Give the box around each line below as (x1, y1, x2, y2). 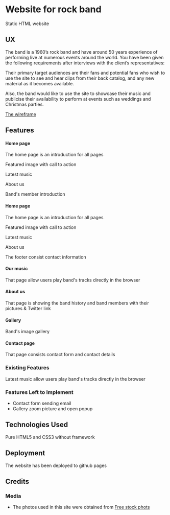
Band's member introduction (5, 191, 65, 197)
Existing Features (5, 364, 50, 371)
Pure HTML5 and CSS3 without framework (5, 434, 95, 440)
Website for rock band (5, 4, 102, 15)
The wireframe (5, 111, 37, 117)
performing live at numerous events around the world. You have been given (5, 54, 164, 60)
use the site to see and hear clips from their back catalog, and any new (5, 75, 155, 81)
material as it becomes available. (5, 80, 74, 86)
